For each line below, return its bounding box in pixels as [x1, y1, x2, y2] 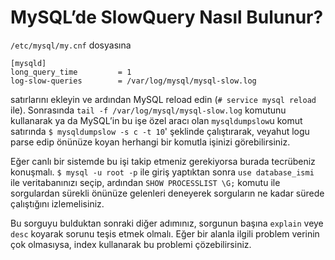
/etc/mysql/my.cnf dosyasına [10, 39, 132, 51]
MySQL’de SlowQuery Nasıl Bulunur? [10, 6, 324, 29]
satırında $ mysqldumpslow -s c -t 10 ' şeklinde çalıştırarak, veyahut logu [10, 125, 310, 137]
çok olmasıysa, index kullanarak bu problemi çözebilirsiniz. [10, 238, 252, 250]
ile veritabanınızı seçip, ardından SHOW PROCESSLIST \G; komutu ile [10, 176, 281, 188]
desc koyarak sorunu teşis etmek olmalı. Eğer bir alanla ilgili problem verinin [10, 227, 320, 240]
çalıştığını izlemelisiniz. [10, 197, 105, 210]
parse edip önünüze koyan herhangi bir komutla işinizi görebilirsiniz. [10, 136, 291, 148]
